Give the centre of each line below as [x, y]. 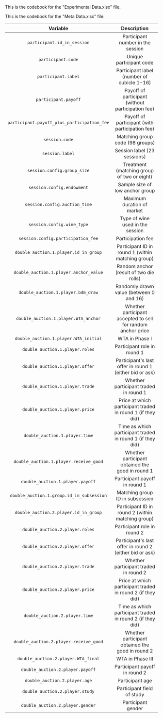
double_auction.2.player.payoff [58, 670]
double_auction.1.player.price [58, 409]
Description [135, 28]
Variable [58, 28]
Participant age [135, 680]
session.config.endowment [58, 188]
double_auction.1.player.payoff [58, 481]
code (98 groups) [135, 143]
